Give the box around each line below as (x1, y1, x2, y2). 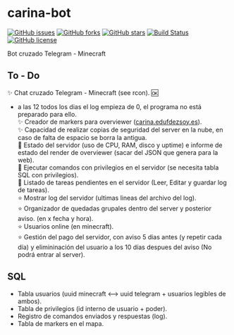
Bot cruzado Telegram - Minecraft (7, 49, 106, 58)
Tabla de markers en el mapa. (17, 319, 104, 328)
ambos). (17, 297, 42, 305)
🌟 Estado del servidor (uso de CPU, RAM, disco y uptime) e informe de (17, 141, 223, 149)
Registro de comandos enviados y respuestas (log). (17, 312, 168, 320)
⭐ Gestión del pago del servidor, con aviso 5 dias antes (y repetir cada (17, 232, 222, 241)
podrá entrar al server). (17, 250, 86, 258)
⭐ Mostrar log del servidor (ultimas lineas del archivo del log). (17, 194, 197, 202)
